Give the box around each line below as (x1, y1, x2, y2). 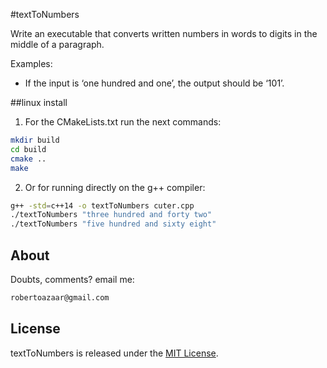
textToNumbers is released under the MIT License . (10, 347, 219, 359)
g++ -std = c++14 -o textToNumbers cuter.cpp (10, 200, 195, 211)
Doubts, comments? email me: (10, 273, 135, 285)
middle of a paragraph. (10, 39, 105, 50)
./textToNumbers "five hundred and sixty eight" (10, 219, 217, 229)
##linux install (10, 97, 68, 108)
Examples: (10, 58, 53, 69)
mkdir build (10, 135, 60, 145)
